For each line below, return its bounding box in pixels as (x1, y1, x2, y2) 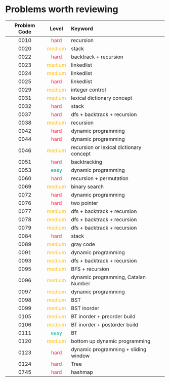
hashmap (70, 368, 94, 375)
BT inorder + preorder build (70, 313, 136, 320)
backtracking (70, 158, 103, 165)
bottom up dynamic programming (70, 337, 151, 345)
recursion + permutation (70, 175, 129, 182)
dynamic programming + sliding (70, 346, 147, 353)
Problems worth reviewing (5, 4, 118, 15)
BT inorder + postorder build (70, 321, 138, 328)
